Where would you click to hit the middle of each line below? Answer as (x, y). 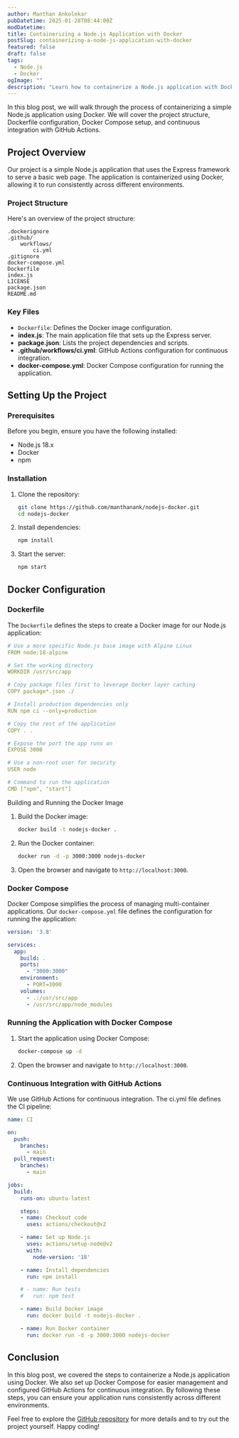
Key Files (23, 312)
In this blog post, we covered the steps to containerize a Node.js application (118, 1375)
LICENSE (19, 282)
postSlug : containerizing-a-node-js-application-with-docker (100, 41)
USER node (22, 770)
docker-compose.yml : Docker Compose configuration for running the (121, 365)
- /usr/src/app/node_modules (69, 1005)
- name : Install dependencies (65, 1270)
